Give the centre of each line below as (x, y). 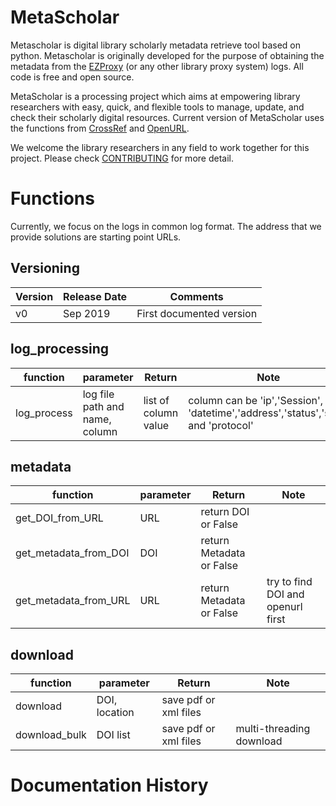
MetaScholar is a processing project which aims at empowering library (155, 96)
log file (98, 394)
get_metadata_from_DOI (72, 553)
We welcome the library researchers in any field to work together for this (160, 147)
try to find (289, 582)
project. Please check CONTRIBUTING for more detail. (122, 158)
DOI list (113, 735)
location (115, 713)
